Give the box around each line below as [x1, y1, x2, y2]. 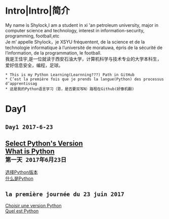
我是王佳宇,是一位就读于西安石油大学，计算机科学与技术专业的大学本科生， [5, 56, 162, 62]
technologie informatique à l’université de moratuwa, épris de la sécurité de [5, 44, 163, 50]
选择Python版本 [5, 169, 38, 175]
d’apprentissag [5, 81, 37, 86]
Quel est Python [5, 208, 39, 214]
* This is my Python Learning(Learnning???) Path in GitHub [5, 72, 135, 77]
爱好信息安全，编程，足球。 [5, 62, 63, 68]
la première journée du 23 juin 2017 [5, 190, 124, 198]
